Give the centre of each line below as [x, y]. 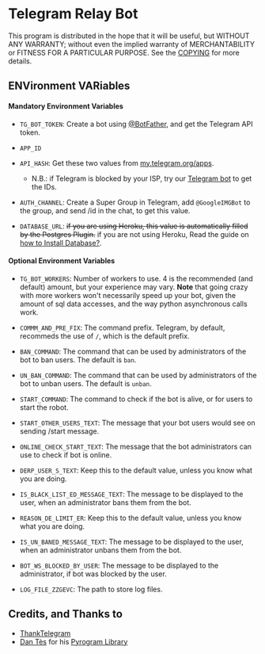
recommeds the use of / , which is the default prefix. [104, 336]
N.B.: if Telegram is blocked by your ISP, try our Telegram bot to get [142, 178]
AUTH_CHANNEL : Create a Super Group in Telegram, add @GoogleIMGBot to [135, 202]
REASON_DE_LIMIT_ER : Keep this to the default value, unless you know [131, 518]
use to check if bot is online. [66, 455]
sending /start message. [59, 431]
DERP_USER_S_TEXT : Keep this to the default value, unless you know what [136, 470]
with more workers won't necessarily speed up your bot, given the [127, 295]
